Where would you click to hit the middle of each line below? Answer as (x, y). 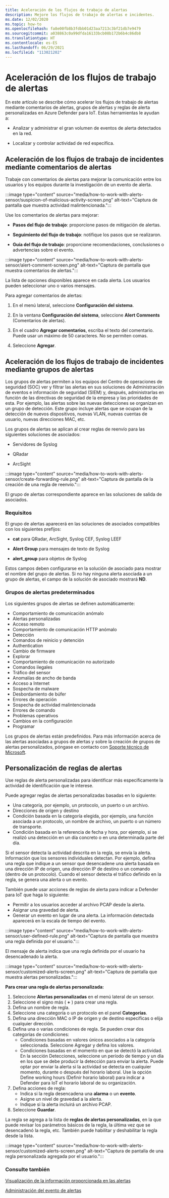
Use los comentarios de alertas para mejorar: (52, 215)
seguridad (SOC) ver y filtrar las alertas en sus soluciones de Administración (85, 387)
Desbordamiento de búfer (39, 694)
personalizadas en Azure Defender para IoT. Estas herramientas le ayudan (82, 113)
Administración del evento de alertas (43, 1190)
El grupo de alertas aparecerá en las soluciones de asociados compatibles (82, 524)
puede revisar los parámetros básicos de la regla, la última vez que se (78, 1125)
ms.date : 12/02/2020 (27, 19)
